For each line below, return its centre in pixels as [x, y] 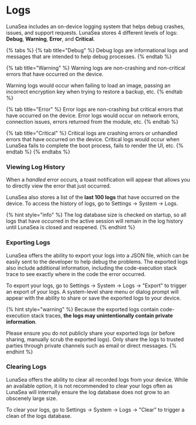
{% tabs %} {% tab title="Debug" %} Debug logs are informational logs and [97, 50]
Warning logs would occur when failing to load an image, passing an [88, 85]
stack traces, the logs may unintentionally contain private [102, 315]
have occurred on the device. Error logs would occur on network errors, [93, 115]
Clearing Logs [26, 367]
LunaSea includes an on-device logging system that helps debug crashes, [95, 26]
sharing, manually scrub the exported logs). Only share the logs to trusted [95, 339]
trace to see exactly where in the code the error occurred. [76, 274]
